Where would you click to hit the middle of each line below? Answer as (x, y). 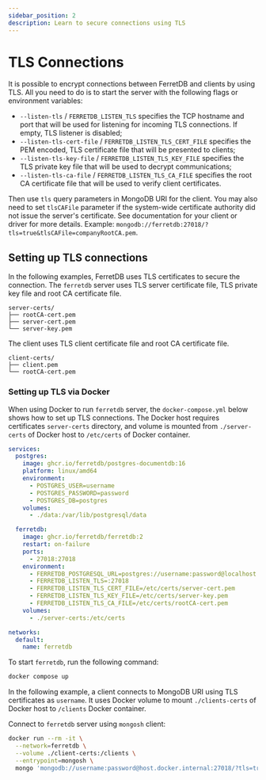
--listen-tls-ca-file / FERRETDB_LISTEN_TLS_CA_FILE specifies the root (136, 175)
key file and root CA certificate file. (65, 293)
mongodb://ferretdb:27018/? (162, 225)
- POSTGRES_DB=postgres (68, 500)
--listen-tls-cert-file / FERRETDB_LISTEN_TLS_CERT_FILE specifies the (135, 141)
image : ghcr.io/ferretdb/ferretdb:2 (83, 537)
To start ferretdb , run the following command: (84, 662)
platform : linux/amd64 (60, 471)
